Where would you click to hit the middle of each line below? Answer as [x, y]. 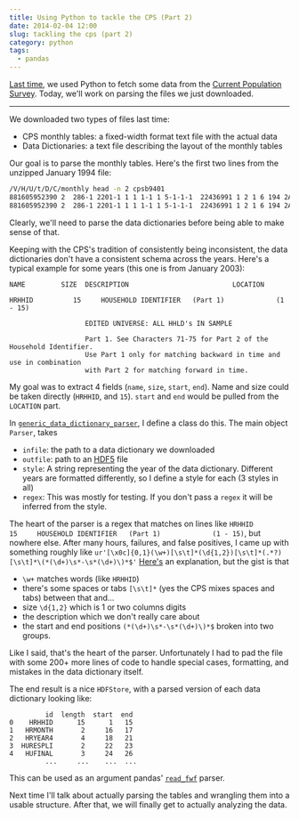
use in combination [45, 362]
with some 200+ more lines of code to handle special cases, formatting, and [149, 662]
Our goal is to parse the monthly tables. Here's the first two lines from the [144, 163]
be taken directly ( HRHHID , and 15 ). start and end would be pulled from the [144, 396]
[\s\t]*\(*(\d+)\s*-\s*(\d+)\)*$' [73, 562]
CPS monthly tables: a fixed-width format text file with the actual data [149, 136]
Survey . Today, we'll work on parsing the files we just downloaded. [131, 93]
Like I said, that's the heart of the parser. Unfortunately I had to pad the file [146, 653]
